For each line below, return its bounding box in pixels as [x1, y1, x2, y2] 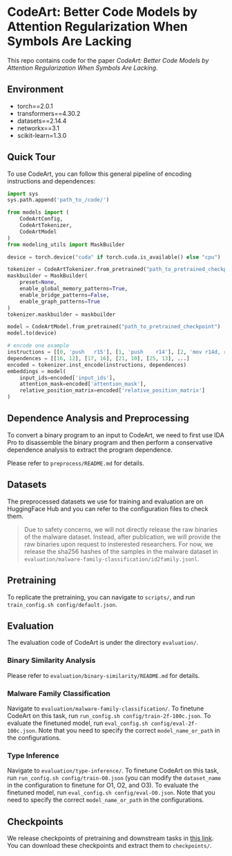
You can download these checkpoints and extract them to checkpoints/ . [7, 842, 212, 850]
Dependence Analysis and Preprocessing [7, 412, 190, 424]
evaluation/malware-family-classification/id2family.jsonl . [23, 555, 200, 563]
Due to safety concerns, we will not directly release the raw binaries [23, 525, 218, 533]
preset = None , [19, 279, 57, 286]
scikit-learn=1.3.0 [17, 131, 67, 139]
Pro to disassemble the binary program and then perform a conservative [7, 438, 213, 446]
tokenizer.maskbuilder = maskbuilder [7, 311, 116, 318]
